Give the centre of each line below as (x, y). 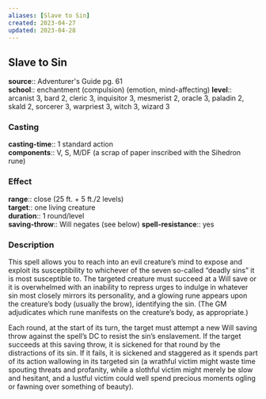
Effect (20, 181)
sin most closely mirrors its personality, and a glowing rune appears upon (128, 296)
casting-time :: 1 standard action (61, 144)
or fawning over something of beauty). (71, 387)
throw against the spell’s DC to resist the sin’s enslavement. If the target (125, 336)
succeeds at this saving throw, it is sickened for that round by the (114, 344)
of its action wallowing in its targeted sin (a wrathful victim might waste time (132, 362)
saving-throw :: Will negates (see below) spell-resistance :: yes (111, 224)
